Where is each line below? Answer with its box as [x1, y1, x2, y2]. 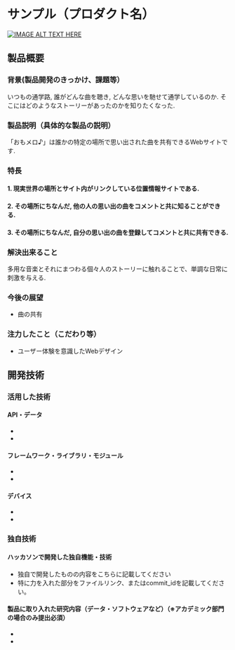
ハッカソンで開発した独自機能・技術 [7, 552, 112, 561]
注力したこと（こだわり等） [7, 330, 101, 339]
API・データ [7, 410, 43, 419]
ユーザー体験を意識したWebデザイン [17, 346, 123, 355]
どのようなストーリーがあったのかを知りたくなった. [25, 101, 175, 110]
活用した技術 [7, 391, 51, 401]
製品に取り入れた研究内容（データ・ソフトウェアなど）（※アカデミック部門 [7, 605, 224, 613]
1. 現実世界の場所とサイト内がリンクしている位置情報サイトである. [7, 184, 200, 193]
